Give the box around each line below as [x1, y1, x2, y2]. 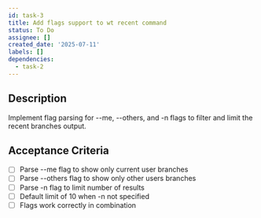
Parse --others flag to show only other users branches [19, 174, 197, 183]
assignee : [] [8, 33, 51, 42]
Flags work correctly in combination [19, 200, 136, 209]
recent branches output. [8, 121, 86, 131]
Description [8, 92, 67, 105]
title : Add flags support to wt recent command [8, 19, 167, 27]
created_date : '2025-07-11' [8, 41, 101, 49]
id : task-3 [8, 11, 44, 20]
